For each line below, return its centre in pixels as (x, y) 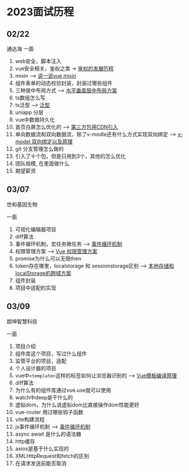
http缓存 (25, 441)
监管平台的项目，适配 (41, 361)
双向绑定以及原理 (52, 142)
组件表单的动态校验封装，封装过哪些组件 (64, 83)
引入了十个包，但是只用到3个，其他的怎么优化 (70, 156)
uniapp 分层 (29, 112)
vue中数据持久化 (35, 120)
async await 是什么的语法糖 (48, 434)
